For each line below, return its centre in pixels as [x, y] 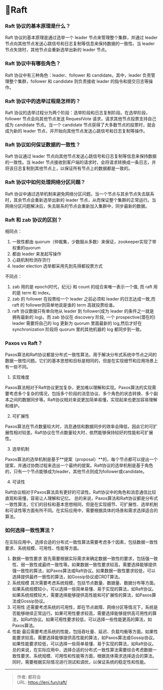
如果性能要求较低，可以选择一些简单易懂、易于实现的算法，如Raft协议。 [84, 643]
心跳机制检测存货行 [31, 260]
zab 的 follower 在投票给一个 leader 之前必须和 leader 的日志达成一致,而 [84, 298]
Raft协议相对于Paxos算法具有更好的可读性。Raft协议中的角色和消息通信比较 [81, 492]
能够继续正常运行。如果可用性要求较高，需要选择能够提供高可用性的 [84, 613]
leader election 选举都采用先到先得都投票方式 [57, 266]
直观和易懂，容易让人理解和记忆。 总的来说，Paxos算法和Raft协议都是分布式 [81, 498]
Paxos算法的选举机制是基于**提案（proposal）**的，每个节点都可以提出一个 [81, 459]
